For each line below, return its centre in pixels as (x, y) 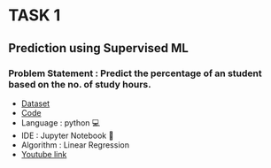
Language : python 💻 (61, 122)
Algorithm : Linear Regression (75, 145)
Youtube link (44, 154)
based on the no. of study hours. (80, 84)
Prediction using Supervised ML (99, 48)
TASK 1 (35, 15)
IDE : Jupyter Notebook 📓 (67, 135)
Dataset (35, 103)
